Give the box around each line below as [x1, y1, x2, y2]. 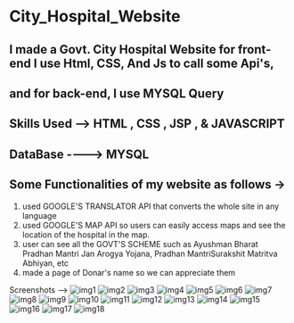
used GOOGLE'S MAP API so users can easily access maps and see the [21, 219, 287, 230]
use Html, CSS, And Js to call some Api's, [39, 55, 274, 70]
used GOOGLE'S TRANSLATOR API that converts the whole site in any [21, 201, 280, 211]
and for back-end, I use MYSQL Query [9, 86, 225, 101]
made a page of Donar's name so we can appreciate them [21, 267, 236, 277]
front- [237, 42, 272, 57]
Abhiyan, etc [21, 257, 69, 269]
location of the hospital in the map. [21, 229, 150, 240]
